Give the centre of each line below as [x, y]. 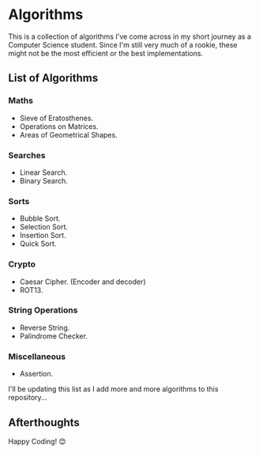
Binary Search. [44, 180]
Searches [27, 155]
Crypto [22, 264]
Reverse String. [45, 327]
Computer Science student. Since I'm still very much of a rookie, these [123, 44]
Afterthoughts [44, 422]
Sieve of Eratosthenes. [56, 118]
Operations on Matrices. [59, 126]
